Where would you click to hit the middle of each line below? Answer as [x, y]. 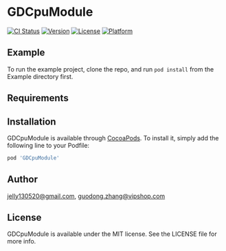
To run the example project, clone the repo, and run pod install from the [111, 69]
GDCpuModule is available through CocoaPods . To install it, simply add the [113, 138]
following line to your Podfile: [48, 145]
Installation [32, 121]
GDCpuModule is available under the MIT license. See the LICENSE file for [112, 234]
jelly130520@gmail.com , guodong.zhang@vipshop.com [86, 196]
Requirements [38, 98]
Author [22, 179]
